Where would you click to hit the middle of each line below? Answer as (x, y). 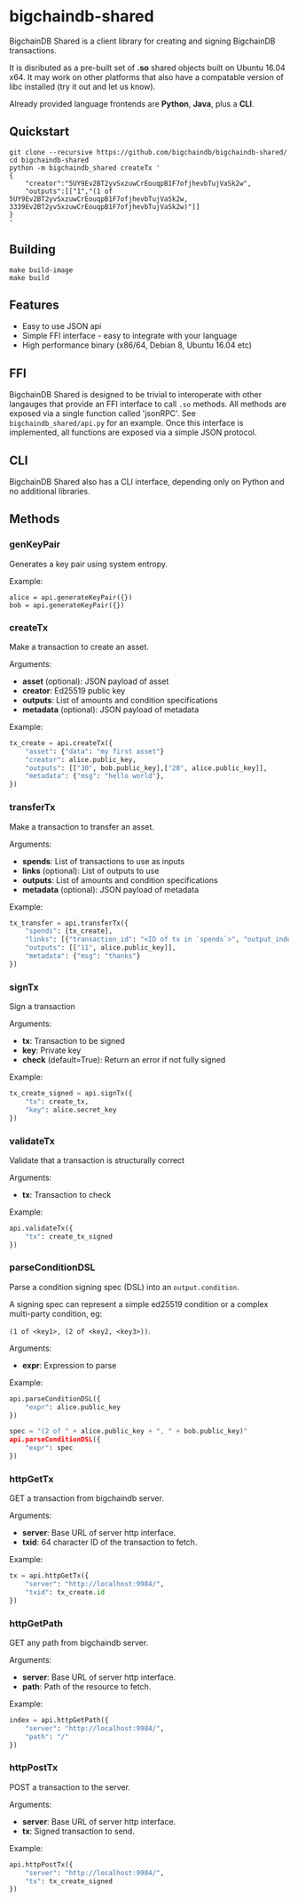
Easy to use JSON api (62, 326)
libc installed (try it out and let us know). (82, 86)
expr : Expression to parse (69, 1365)
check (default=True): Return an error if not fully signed (124, 1060)
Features (34, 305)
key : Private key (51, 1050)
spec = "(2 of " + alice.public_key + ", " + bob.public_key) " (129, 1432)
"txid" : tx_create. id (65, 1592)
